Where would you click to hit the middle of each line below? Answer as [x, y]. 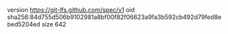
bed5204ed [24, 24]
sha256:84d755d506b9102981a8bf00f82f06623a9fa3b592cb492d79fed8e [114, 17]
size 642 [54, 24]
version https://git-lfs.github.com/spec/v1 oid [71, 10]
